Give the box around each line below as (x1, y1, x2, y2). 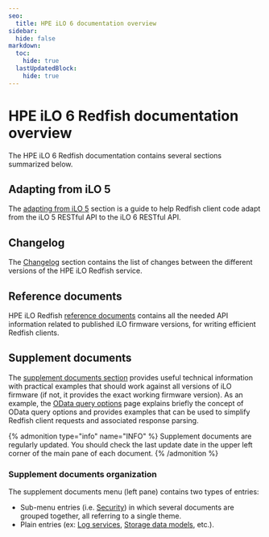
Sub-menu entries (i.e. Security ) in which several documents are (19, 502, 235, 513)
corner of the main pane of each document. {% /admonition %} (8, 448, 219, 458)
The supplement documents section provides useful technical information (8, 372, 254, 382)
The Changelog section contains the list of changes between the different (8, 258, 253, 267)
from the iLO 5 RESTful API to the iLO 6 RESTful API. (8, 212, 181, 222)
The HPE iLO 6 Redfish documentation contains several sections (8, 150, 222, 160)
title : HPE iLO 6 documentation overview (15, 19, 157, 27)
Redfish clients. (8, 328, 60, 338)
